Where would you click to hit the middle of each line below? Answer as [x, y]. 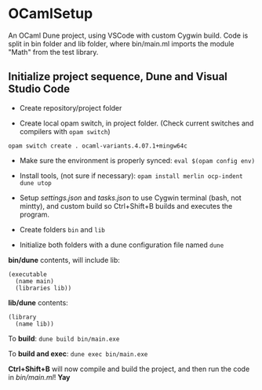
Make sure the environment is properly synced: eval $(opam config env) [137, 160]
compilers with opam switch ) [65, 131]
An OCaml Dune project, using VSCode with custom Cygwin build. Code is [128, 35]
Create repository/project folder [71, 108]
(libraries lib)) [44, 288]
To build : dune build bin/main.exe [64, 338]
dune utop [36, 183]
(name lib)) [35, 324]
